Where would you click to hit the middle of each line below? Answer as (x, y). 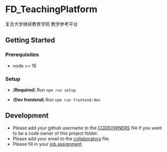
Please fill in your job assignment (47, 144)
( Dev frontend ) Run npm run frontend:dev (56, 99)
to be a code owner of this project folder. (55, 133)
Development (27, 116)
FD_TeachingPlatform (51, 9)
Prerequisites (22, 55)
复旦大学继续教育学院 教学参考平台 (41, 24)
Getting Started (30, 40)
